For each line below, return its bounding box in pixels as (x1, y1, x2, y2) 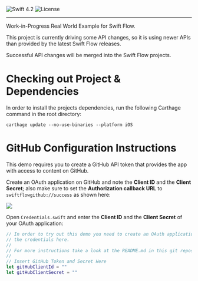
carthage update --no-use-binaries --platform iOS (6, 121, 133, 128)
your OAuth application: (6, 220, 64, 227)
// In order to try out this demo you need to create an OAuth (6, 231, 165, 237)
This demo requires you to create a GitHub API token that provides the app (6, 161, 187, 168)
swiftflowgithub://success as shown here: (6, 191, 111, 198)
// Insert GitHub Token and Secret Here (6, 259, 107, 265)
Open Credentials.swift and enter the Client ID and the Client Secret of (6, 213, 183, 220)
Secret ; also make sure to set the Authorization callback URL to (6, 184, 163, 191)
